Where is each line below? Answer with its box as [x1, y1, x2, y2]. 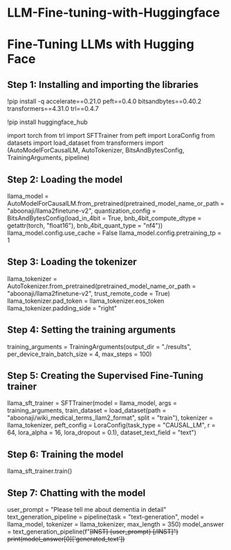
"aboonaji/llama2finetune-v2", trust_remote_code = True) [7, 289, 171, 297]
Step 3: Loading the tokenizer [7, 256, 137, 268]
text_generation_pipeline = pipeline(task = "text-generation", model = [7, 513, 205, 521]
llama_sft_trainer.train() [7, 467, 73, 475]
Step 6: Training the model [7, 448, 124, 460]
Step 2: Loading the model [7, 173, 123, 185]
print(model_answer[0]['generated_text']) [7, 535, 125, 543]
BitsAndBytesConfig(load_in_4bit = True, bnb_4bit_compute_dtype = [7, 214, 202, 222]
